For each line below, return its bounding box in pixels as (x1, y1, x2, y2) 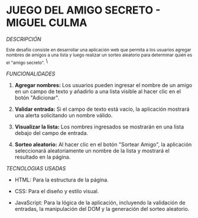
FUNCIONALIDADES (6, 70, 56, 77)
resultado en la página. (14, 153, 71, 160)
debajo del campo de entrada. (14, 129, 89, 136)
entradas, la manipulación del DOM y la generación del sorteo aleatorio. (14, 205, 190, 212)
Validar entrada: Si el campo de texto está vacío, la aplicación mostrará (14, 105, 190, 113)
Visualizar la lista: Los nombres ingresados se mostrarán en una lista (14, 123, 184, 130)
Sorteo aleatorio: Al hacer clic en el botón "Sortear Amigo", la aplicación (14, 141, 192, 148)
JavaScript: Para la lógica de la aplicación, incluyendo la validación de (14, 199, 186, 206)
